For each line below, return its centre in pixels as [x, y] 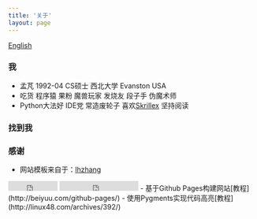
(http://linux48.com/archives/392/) [65, 207]
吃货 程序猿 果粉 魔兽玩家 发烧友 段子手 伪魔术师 [98, 95]
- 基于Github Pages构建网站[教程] [195, 188]
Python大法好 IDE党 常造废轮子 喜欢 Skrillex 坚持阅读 [104, 105]
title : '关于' [30, 15]
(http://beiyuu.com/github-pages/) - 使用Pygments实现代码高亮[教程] [121, 199]
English [20, 45]
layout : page [30, 23]
